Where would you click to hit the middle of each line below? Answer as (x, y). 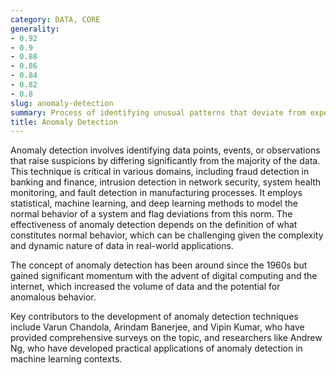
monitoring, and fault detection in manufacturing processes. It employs (156, 193)
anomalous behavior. (53, 297)
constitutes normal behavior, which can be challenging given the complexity (167, 235)
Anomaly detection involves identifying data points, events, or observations (165, 150)
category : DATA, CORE (55, 19)
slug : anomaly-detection (62, 103)
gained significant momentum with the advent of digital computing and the (164, 276)
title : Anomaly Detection (64, 122)
